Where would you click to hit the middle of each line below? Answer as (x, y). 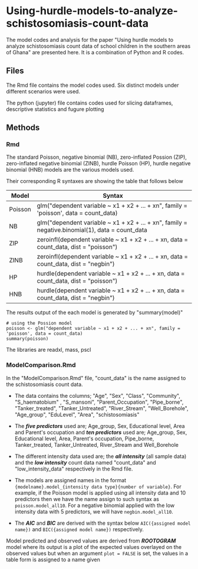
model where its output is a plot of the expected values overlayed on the (94, 547)
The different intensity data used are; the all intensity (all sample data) (100, 456)
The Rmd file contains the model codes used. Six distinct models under (93, 85)
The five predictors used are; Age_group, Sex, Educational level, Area (100, 426)
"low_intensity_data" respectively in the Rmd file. (74, 469)
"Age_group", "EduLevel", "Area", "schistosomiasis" (77, 414)
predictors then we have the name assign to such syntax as (87, 499)
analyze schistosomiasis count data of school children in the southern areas (98, 46)
